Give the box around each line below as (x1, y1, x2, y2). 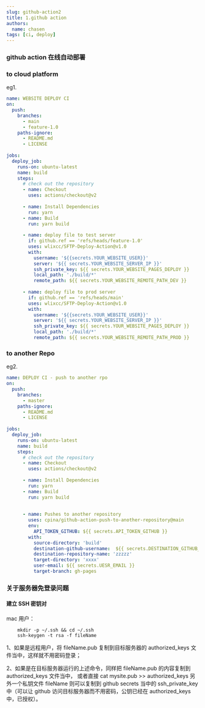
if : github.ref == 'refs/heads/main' (28, 294, 124, 300)
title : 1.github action (6, 15, 67, 21)
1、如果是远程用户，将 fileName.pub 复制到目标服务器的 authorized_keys (6, 644, 190, 652)
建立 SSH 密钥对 (6, 600, 47, 608)
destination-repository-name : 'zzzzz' (33, 551, 132, 557)
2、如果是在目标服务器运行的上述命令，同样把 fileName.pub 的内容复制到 (6, 665, 191, 672)
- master (22, 397, 45, 404)
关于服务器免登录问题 (6, 584, 69, 592)
